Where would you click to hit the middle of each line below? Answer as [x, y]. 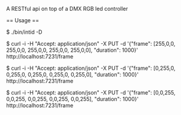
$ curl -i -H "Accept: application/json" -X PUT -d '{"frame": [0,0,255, [91, 92]
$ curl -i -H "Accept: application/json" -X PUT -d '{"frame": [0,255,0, [91, 68]
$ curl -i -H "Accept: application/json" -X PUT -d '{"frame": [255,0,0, [91, 44]
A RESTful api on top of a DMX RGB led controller [67, 9]
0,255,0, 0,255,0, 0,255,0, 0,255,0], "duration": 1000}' [73, 74]
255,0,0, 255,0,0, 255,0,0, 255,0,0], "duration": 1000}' [72, 50]
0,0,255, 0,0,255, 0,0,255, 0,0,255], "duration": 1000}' [73, 99]
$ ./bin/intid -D [24, 32]
